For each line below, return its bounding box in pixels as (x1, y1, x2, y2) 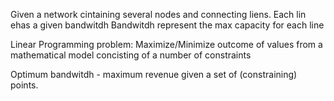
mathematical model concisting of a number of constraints (10, 49, 252, 61)
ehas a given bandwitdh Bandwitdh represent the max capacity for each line (10, 19, 325, 31)
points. (10, 79, 39, 91)
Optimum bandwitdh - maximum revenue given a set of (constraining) (10, 69, 298, 80)
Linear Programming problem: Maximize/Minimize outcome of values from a (10, 39, 323, 50)
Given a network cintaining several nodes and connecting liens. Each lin (10, 9, 307, 20)
